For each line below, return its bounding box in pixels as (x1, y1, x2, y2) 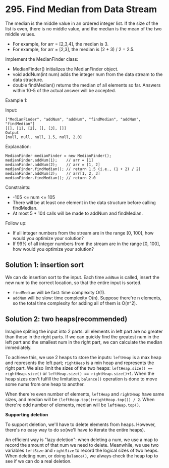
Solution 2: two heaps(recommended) (5, 315, 128, 324)
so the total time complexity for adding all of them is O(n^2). (12, 300, 137, 306)
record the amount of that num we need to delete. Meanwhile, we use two (5, 442, 159, 448)
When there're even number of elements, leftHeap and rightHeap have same (5, 391, 164, 397)
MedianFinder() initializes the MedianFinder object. (12, 66, 119, 72)
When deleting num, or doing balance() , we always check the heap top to (5, 452, 158, 459)
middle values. (5, 31, 36, 37)
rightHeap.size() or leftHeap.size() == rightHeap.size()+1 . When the (5, 370, 155, 376)
